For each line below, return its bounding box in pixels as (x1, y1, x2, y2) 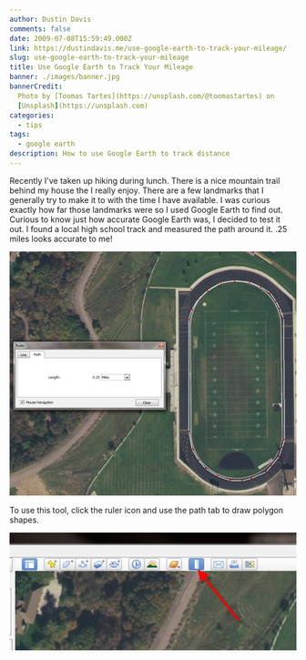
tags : (9, 130, 30, 139)
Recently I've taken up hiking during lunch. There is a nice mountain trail (9, 175, 280, 186)
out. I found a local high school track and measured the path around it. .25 (9, 223, 288, 234)
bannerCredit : (9, 82, 64, 91)
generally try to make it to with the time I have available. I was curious (9, 194, 270, 205)
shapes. (9, 514, 39, 525)
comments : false (9, 24, 71, 34)
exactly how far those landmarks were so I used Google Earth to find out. (9, 204, 284, 215)
